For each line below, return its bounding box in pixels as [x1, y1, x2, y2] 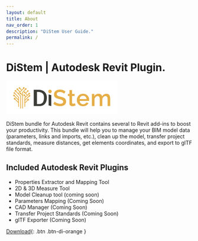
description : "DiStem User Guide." [6, 28, 94, 34]
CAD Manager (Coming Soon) [14, 204, 87, 211]
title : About [6, 15, 38, 22]
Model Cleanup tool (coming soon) [14, 191, 99, 198]
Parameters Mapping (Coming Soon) [14, 197, 105, 204]
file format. [6, 145, 33, 153]
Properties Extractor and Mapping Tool [14, 178, 109, 185]
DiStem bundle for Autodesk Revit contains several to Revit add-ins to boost [6, 120, 191, 128]
